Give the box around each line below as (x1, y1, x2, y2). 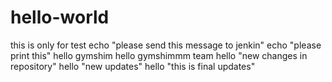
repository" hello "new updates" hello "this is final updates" (10, 60, 256, 72)
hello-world (10, 6, 110, 29)
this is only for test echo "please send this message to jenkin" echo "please (10, 39, 322, 51)
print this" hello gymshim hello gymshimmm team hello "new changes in (10, 49, 308, 61)
